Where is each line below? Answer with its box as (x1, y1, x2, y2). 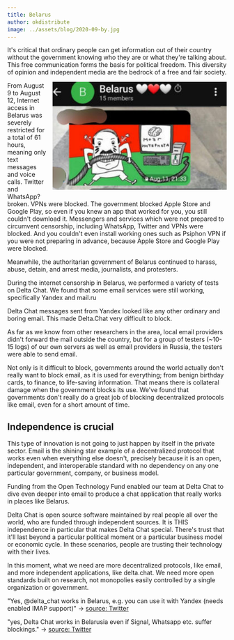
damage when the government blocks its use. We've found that (7, 386, 189, 394)
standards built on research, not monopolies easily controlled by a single (7, 576, 216, 584)
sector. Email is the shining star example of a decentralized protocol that (7, 446, 214, 455)
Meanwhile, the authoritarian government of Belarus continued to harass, (7, 258, 217, 266)
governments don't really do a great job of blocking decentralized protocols (7, 393, 224, 402)
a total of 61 (7, 133, 41, 142)
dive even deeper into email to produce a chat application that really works (7, 490, 221, 498)
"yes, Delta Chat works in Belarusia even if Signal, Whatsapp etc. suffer (7, 618, 212, 626)
